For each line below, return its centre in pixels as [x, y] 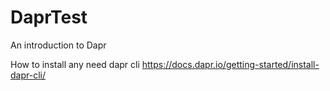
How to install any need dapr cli [75, 64]
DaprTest [49, 17]
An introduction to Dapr [58, 45]
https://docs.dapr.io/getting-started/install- [230, 64]
